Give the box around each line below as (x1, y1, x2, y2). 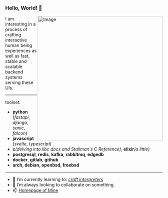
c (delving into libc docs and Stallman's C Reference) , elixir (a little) (12, 146, 150, 152)
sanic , (12, 125, 25, 131)
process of (5, 26, 27, 32)
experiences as (5, 47, 37, 54)
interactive (5, 37, 27, 43)
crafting (5, 32, 21, 38)
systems (5, 74, 22, 80)
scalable (5, 63, 22, 69)
